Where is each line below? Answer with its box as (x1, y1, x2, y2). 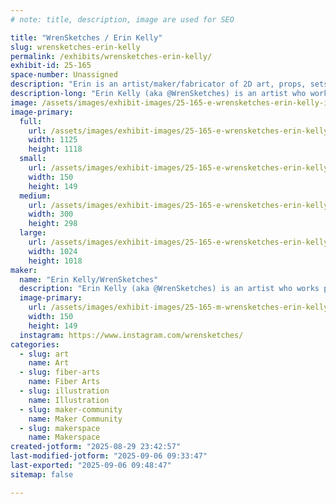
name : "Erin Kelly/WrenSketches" (19, 274, 159, 285)
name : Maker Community (28, 414, 123, 424)
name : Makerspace (28, 432, 101, 443)
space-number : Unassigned (10, 70, 118, 80)
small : (19, 154, 47, 164)
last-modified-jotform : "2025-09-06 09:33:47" (10, 451, 208, 461)
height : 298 (28, 219, 78, 229)
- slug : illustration (19, 386, 110, 396)
